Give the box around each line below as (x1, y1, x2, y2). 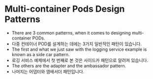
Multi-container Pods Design (4, 3, 125, 15)
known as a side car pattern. (11, 51, 70, 57)
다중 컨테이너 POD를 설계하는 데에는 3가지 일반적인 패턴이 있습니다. (11, 40, 142, 47)
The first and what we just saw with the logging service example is (11, 46, 147, 52)
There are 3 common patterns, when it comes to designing (11, 30, 131, 36)
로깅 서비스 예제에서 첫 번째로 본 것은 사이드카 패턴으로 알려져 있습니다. (11, 57, 149, 63)
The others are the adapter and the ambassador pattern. (11, 62, 126, 69)
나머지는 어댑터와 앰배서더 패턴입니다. (11, 68, 85, 74)
